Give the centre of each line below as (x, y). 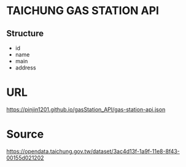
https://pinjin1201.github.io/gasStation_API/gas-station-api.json (86, 109)
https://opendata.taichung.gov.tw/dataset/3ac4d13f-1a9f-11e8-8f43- (93, 151)
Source (25, 134)
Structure (25, 33)
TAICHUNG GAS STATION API (83, 11)
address (25, 68)
